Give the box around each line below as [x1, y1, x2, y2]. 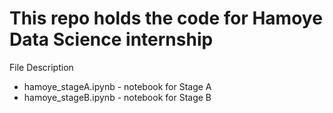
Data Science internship [9, 28, 214, 51]
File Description [9, 61, 74, 73]
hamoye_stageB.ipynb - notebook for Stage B [23, 91, 212, 103]
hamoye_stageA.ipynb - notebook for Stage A [23, 80, 212, 92]
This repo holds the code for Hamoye [9, 7, 323, 30]
